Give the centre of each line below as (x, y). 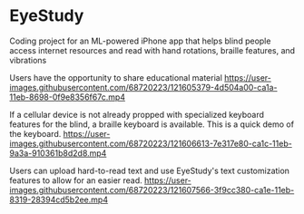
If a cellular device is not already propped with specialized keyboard (137, 114)
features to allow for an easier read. (76, 180)
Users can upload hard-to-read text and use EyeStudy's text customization (150, 170)
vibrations (28, 60)
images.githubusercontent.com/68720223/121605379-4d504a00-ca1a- (144, 87)
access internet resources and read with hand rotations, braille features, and (152, 50)
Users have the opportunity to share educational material (116, 77)
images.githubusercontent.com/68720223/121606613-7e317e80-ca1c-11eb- (151, 143)
